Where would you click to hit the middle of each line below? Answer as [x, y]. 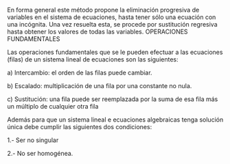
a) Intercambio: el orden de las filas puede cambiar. [80, 72]
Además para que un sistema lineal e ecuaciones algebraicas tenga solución [115, 120]
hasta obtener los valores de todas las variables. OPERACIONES [97, 31]
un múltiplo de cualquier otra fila [53, 106]
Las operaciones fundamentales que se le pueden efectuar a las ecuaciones [115, 52]
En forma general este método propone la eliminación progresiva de [103, 10]
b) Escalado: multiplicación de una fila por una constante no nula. [100, 86]
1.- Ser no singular [33, 140]
